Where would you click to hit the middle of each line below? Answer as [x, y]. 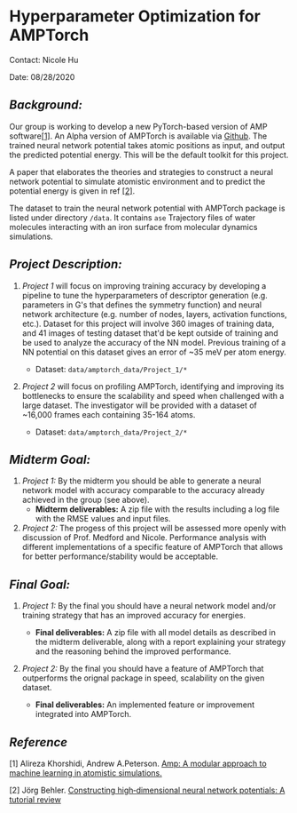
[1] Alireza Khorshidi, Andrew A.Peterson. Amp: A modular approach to [138, 763]
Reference [39, 742]
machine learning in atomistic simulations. [86, 773]
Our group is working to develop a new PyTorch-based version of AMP [138, 126]
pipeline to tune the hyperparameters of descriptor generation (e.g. [145, 295]
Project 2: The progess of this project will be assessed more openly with [154, 528]
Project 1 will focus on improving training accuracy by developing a [144, 285]
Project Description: [66, 264]
